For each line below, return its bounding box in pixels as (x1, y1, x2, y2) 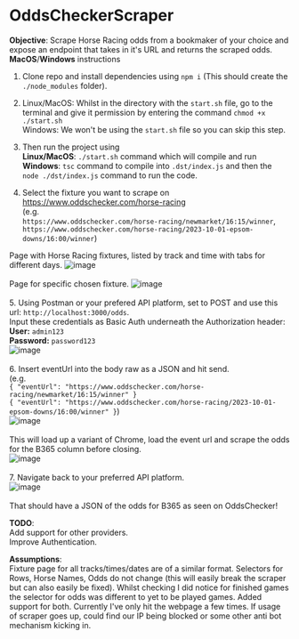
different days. (9, 259, 63, 270)
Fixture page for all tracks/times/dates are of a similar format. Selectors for (9, 562, 283, 574)
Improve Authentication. (9, 536, 98, 547)
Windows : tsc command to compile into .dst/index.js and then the (21, 160, 273, 171)
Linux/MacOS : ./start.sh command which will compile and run (21, 150, 257, 161)
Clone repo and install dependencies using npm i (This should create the (21, 70, 288, 81)
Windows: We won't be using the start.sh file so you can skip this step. (21, 124, 287, 134)
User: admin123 (9, 326, 65, 336)
